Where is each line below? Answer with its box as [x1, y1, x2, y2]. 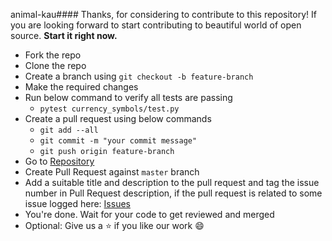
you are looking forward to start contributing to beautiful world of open [10, 19, 302, 31]
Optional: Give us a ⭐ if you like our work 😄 [24, 220, 205, 231]
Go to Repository [24, 155, 95, 167]
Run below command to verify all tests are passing [24, 92, 233, 103]
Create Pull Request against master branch [24, 166, 200, 178]
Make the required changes [24, 81, 139, 93]
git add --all [39, 125, 99, 135]
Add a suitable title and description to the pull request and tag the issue [24, 177, 320, 188]
